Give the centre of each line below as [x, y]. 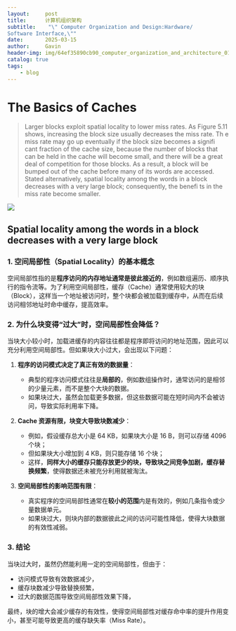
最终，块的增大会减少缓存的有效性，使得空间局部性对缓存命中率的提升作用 [115, 611]
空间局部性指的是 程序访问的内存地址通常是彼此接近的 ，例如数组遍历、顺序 [115, 278]
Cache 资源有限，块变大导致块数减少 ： [74, 421]
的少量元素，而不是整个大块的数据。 [80, 389]
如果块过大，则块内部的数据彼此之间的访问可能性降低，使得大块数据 [126, 519]
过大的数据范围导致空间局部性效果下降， [76, 596]
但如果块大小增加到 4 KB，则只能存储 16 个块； [96, 453]
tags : [15, 66]
